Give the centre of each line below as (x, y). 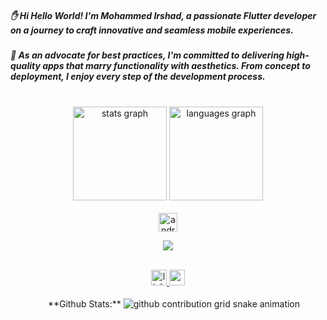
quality (25, 65)
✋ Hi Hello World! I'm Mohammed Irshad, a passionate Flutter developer (163, 15)
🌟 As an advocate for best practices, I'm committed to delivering (147, 55)
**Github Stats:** (84, 304)
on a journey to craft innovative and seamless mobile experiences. (152, 30)
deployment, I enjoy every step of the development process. (138, 76)
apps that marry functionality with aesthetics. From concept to (176, 65)
